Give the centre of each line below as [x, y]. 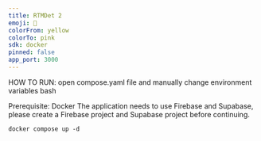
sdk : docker [28, 45]
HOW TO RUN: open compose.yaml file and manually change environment [130, 82]
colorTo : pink [32, 38]
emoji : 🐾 [23, 23]
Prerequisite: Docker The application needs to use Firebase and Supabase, [131, 106]
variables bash [33, 90]
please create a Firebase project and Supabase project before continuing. [129, 114]
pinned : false [32, 52]
